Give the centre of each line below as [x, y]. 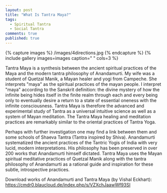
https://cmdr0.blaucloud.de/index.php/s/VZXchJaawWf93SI [68, 185]
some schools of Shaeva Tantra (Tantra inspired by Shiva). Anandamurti [80, 137]
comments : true [21, 34]
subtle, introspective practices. [37, 169]
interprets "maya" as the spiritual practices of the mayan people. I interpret [83, 84]
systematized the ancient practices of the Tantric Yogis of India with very [81, 142]
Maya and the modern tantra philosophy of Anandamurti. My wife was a [80, 73]
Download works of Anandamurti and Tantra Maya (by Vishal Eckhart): [79, 179]
